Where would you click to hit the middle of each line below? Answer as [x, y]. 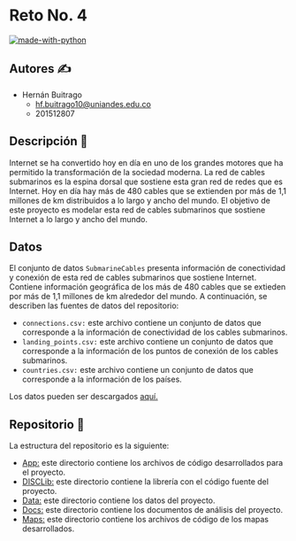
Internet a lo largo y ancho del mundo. [79, 219]
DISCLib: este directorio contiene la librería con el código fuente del [145, 482]
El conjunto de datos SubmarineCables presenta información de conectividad [147, 268]
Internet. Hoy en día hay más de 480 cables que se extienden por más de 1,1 [148, 190]
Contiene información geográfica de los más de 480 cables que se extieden [148, 287]
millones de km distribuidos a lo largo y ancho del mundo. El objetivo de [140, 200]
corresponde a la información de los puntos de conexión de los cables [150, 352]
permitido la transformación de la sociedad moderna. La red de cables [137, 172]
